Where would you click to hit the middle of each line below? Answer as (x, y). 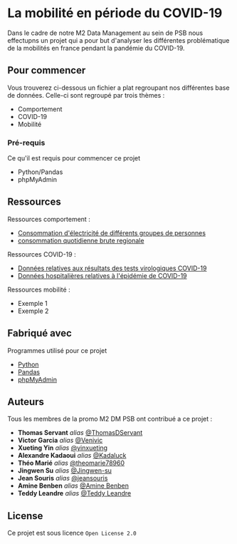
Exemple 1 (32, 303)
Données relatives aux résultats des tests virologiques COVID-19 (112, 268)
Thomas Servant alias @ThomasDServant (80, 433)
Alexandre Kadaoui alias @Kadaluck (72, 456)
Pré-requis (26, 143)
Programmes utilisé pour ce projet (57, 350)
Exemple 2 (33, 311)
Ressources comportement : (49, 219)
